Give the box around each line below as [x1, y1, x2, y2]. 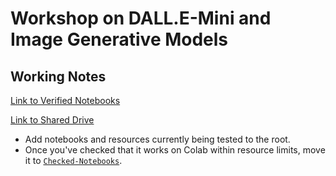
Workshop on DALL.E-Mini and [10, 7, 272, 30]
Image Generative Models [10, 28, 229, 51]
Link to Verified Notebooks [10, 95, 121, 106]
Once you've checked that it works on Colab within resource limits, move [24, 144, 326, 156]
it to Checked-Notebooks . [24, 155, 123, 166]
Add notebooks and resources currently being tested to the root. [24, 133, 291, 145]
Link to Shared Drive [10, 114, 95, 126]
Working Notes [10, 68, 107, 85]
